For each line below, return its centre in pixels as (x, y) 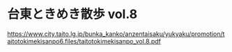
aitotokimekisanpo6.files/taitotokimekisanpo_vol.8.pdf (84, 41)
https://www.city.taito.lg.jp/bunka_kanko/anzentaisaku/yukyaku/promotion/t (116, 34)
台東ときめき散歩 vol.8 (72, 14)
